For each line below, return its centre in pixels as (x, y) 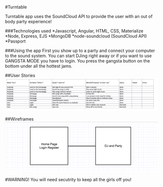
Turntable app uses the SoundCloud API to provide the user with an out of (79, 16)
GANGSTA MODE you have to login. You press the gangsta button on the (78, 61)
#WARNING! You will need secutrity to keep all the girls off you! (68, 179)
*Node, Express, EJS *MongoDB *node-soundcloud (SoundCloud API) (76, 36)
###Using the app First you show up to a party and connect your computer (80, 51)
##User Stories (20, 75)
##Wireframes (19, 119)
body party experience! (28, 22)
